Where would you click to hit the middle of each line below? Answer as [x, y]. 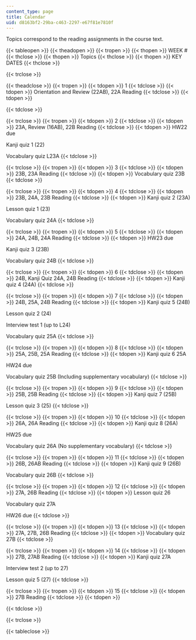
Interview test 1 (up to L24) [38, 325]
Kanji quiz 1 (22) [25, 145]
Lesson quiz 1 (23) [28, 209]
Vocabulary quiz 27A [31, 504]
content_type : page [30, 11]
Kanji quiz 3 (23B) [28, 250]
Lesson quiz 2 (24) [29, 314]
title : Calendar [26, 17]
